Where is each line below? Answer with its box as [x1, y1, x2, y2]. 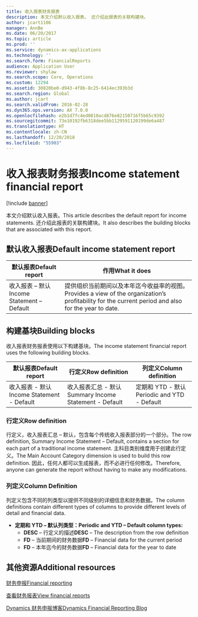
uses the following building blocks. [6, 349, 90, 356]
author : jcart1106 [6, 19, 51, 25]
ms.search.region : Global [6, 91, 70, 97]
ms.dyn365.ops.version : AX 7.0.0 [6, 107, 88, 113]
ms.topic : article [6, 36, 51, 42]
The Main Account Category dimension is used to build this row [16, 452, 171, 459]
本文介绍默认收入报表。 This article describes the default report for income [6, 211, 187, 218]
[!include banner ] [6, 200, 48, 207]
